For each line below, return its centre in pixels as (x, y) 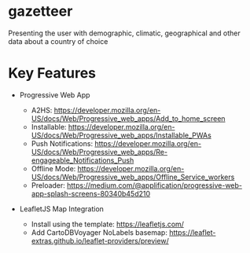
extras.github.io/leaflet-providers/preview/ (100, 240)
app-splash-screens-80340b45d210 (91, 193)
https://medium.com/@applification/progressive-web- (154, 185)
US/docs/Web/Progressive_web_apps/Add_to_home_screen (128, 118)
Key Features (52, 73)
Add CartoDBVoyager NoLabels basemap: (99, 232)
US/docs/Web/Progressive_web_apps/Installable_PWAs (121, 135)
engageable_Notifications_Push (83, 160)
